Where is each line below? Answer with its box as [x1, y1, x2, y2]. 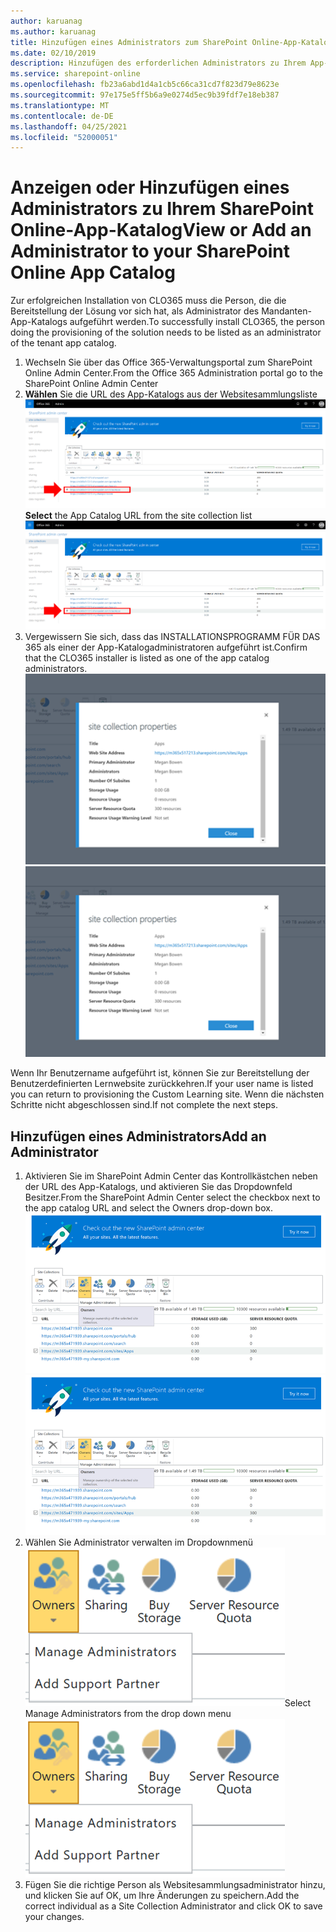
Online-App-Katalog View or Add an [10, 219, 312, 242]
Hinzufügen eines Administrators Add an [10, 1128, 267, 1145]
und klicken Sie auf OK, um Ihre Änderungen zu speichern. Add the [24, 1889, 300, 1901]
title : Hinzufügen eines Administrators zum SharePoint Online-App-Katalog [10, 37, 333, 47]
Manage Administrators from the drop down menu [24, 1707, 232, 1719]
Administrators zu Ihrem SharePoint [10, 198, 314, 220]
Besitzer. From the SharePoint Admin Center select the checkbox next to [24, 1191, 321, 1203]
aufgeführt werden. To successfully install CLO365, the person [69, 316, 326, 328]
